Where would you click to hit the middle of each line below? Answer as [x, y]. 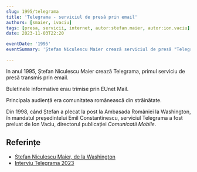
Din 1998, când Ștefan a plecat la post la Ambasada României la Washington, [98, 112]
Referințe [23, 142]
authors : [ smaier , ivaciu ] [39, 22]
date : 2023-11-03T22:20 [35, 33]
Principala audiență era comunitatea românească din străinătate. [84, 100]
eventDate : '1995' [28, 44]
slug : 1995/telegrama [33, 11]
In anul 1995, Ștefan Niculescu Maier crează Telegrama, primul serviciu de [96, 71]
